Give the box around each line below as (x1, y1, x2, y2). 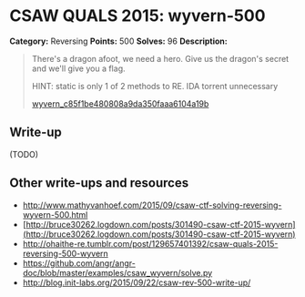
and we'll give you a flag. (31, 63, 126, 74)
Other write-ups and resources (9, 175, 189, 191)
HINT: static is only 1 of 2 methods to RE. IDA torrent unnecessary (31, 80, 279, 91)
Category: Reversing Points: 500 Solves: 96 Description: (9, 36, 228, 46)
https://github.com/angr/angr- (22, 257, 137, 269)
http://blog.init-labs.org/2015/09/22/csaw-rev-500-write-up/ (22, 277, 251, 288)
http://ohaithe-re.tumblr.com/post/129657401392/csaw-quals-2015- (22, 238, 279, 249)
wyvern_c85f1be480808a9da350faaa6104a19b (31, 97, 209, 109)
